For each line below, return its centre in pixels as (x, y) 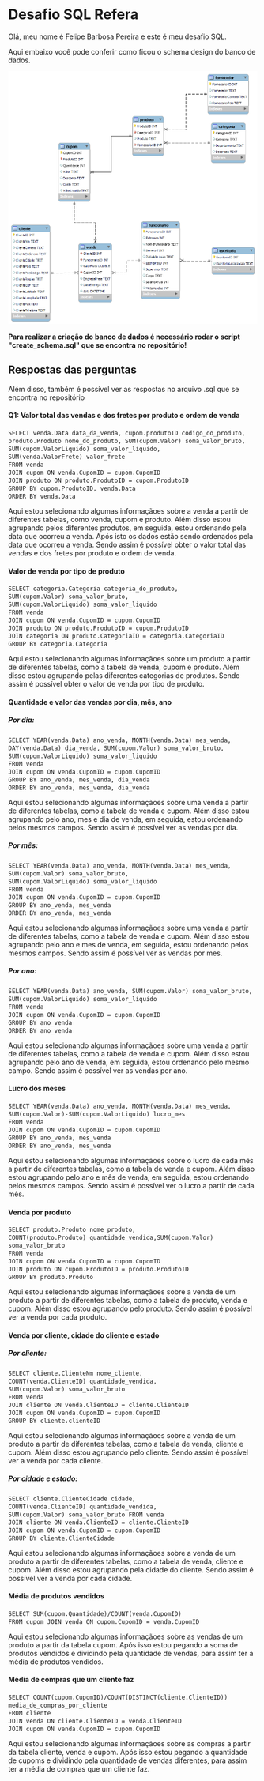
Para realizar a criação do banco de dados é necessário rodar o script (124, 337)
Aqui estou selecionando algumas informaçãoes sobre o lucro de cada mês (131, 1160)
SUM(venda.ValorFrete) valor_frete (67, 457)
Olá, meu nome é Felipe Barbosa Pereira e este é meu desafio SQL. (117, 36)
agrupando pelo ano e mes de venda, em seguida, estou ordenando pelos (128, 944)
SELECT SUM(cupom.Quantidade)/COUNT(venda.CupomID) (95, 1613)
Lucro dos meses (37, 1089)
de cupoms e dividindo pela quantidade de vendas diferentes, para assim (128, 1760)
